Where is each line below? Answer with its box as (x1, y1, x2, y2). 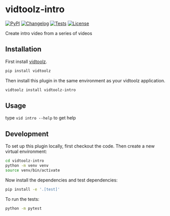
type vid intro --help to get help (5, 115, 76, 121)
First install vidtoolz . (5, 58, 47, 65)
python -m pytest (5, 206, 42, 211)
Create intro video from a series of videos (5, 30, 92, 36)
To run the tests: (5, 196, 40, 202)
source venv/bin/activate (5, 168, 60, 173)
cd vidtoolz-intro (5, 159, 44, 164)
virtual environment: (5, 148, 47, 155)
